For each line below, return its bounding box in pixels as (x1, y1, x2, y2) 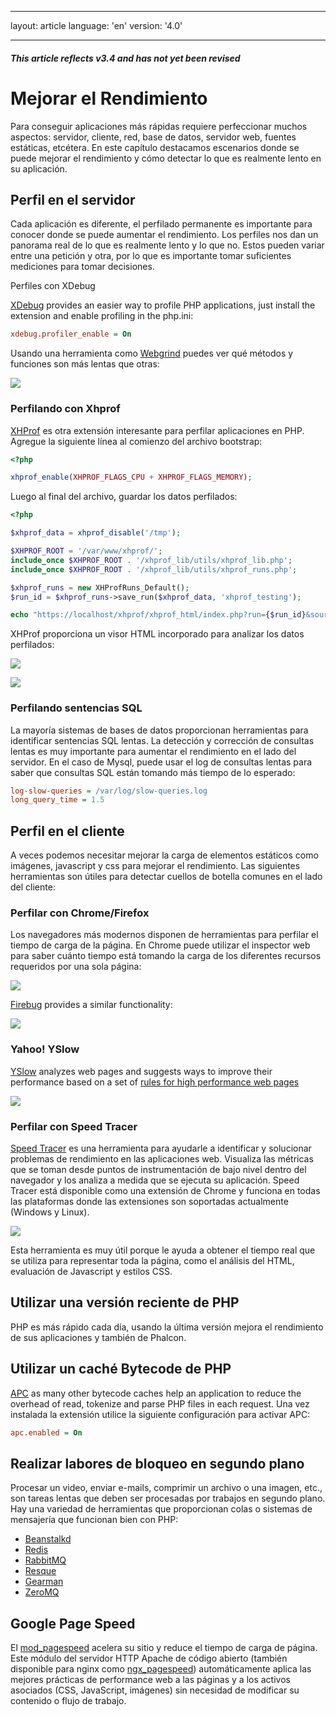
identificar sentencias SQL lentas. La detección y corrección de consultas (10, 734, 315, 746)
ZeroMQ (24, 1586, 60, 1598)
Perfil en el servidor (10, 191, 136, 208)
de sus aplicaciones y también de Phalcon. (10, 1331, 187, 1343)
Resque (24, 1565, 57, 1577)
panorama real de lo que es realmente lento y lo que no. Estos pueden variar (10, 239, 325, 251)
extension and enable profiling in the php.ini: (10, 310, 194, 322)
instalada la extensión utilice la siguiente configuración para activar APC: (10, 1408, 311, 1420)
